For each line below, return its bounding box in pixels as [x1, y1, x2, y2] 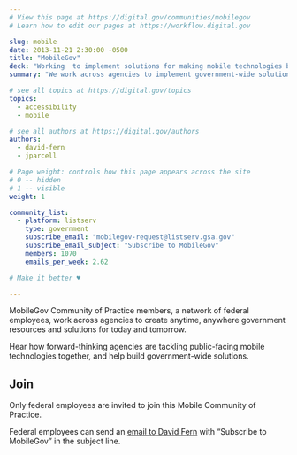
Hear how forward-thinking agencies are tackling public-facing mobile [9, 342, 265, 352]
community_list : [9, 208, 69, 217]
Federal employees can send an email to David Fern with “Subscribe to [9, 427, 267, 437]
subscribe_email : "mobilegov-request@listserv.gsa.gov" [25, 233, 236, 242]
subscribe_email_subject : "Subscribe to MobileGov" [25, 241, 219, 250]
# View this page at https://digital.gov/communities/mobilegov [9, 12, 251, 22]
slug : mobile [9, 37, 57, 46]
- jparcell [17, 151, 57, 160]
